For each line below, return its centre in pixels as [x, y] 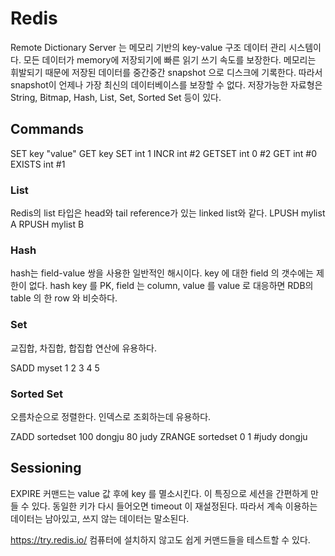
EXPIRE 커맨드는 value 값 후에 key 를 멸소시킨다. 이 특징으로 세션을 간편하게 [159, 493]
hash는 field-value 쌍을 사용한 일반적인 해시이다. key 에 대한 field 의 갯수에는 [162, 273]
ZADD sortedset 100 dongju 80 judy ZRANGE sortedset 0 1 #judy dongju [159, 436]
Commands [47, 129]
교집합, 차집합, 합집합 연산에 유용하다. [83, 348]
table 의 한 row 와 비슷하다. [64, 298]
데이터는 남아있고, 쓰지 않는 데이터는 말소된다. [100, 518]
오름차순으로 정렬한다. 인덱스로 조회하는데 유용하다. [111, 416]
